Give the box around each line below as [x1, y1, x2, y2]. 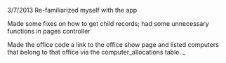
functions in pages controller [7, 27, 91, 35]
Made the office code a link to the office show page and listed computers [7, 41, 219, 48]
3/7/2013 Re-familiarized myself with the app [7, 6, 138, 14]
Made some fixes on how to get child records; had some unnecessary [7, 20, 209, 27]
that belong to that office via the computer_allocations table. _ [7, 48, 186, 56]
